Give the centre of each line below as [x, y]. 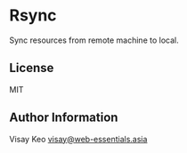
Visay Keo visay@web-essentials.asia [78, 139]
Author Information [64, 118]
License [32, 68]
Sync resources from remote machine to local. [94, 40]
